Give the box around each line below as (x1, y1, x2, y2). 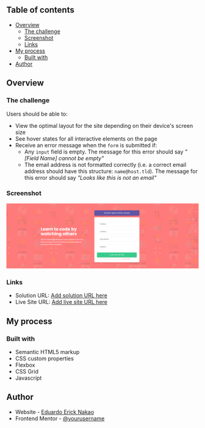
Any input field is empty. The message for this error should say (24, 148, 184, 155)
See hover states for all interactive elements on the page (15, 135, 157, 142)
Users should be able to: (6, 110, 68, 117)
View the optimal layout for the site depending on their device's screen (15, 122, 193, 129)
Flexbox (15, 361, 35, 369)
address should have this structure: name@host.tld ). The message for (24, 168, 198, 175)
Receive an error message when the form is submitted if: (15, 141, 157, 149)
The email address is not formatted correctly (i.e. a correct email (24, 161, 187, 168)
